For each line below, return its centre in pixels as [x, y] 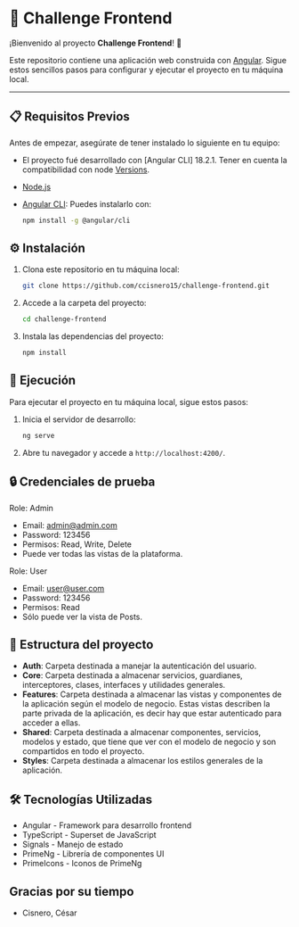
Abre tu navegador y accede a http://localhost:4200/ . [124, 452]
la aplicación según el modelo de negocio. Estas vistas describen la [146, 704]
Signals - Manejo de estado [73, 844]
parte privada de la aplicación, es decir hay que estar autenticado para [152, 714]
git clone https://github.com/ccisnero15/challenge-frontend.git [145, 286]
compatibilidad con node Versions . [85, 170]
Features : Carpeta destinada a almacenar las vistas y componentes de [152, 694]
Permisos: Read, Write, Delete [77, 544]
